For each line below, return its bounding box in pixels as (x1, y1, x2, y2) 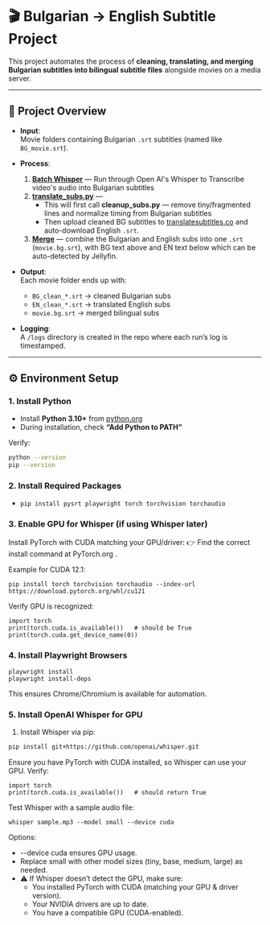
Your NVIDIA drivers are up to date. (31, 899, 149, 909)
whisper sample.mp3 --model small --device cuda (8, 819, 174, 827)
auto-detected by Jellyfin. (31, 251, 118, 261)
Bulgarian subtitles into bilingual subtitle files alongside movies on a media (8, 64, 261, 74)
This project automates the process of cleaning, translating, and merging (8, 56, 254, 66)
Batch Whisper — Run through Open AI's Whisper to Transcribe (31, 174, 245, 184)
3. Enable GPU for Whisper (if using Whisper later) (8, 518, 208, 530)
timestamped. (19, 341, 66, 350)
